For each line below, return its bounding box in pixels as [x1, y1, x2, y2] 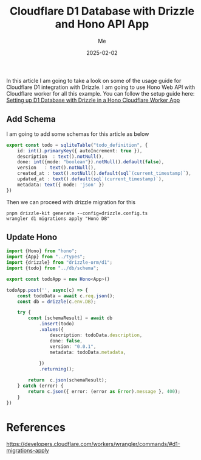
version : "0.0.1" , [49, 343, 97, 350]
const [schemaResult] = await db [28, 315, 113, 321]
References [6, 420, 66, 434]
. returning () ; [38, 366, 75, 372]
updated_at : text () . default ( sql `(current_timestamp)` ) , [17, 176, 165, 182]
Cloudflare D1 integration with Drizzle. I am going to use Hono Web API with [6, 83, 196, 91]
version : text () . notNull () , [17, 165, 97, 171]
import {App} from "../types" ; [6, 254, 86, 260]
